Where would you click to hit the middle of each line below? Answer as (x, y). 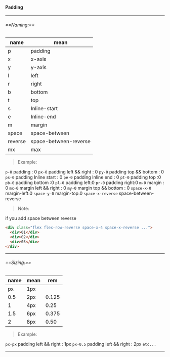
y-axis (38, 67)
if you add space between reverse (41, 218)
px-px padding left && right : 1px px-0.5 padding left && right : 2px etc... (81, 344)
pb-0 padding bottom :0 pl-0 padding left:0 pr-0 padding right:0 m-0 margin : (85, 183)
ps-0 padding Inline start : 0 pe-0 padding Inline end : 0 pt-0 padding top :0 (83, 177)
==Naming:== (20, 25)
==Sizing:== (18, 262)
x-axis (38, 59)
